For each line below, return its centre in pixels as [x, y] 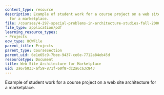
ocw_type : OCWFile [24, 41]
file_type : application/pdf [34, 28]
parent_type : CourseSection [34, 50]
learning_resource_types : [31, 32]
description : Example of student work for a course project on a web [77, 14]
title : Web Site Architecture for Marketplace [53, 64]
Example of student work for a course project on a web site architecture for [81, 82]
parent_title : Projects [29, 46]
